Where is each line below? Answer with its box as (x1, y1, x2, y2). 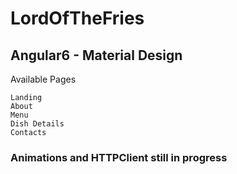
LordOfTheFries (10, 7, 145, 30)
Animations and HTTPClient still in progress (10, 150, 228, 164)
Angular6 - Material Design (10, 47, 183, 64)
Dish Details (10, 119, 65, 129)
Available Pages (10, 73, 77, 85)
